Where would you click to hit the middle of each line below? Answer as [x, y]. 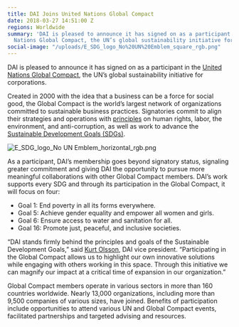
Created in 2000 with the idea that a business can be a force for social [111, 96]
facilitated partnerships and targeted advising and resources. [97, 316]
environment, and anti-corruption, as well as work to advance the [103, 126]
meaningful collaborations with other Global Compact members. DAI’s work [117, 176]
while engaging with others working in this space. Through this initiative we [118, 264]
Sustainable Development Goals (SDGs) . [67, 134]
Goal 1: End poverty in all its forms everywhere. [87, 205]
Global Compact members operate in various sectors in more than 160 [110, 286]
